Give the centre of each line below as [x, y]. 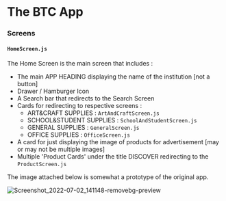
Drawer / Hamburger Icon [53, 91]
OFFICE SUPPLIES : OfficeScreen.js [78, 135]
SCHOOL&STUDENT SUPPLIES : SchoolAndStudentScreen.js [112, 120]
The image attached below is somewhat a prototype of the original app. [108, 177]
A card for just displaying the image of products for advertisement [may [118, 142]
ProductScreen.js [42, 165]
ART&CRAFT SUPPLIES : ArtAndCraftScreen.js [93, 113]
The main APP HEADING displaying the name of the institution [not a [113, 77]
